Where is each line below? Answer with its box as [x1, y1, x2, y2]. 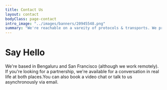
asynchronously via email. [5, 79, 59, 85]
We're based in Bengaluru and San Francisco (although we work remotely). [5, 63, 159, 69]
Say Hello [5, 47, 45, 58]
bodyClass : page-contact [5, 16, 57, 21]
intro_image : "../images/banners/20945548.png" [5, 21, 106, 26]
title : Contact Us [5, 7, 43, 12]
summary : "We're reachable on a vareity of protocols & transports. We [5, 26, 157, 31]
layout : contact [5, 12, 39, 17]
